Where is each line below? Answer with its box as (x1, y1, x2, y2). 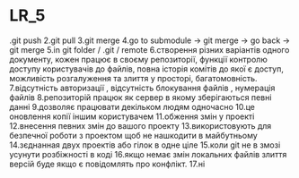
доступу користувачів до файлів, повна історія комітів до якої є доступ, (9, 64, 285, 74)
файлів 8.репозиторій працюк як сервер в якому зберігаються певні (9, 91, 272, 103)
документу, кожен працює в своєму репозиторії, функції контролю (9, 54, 268, 64)
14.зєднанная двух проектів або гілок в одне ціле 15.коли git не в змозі (9, 140, 281, 150)
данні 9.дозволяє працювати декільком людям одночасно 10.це (9, 101, 256, 112)
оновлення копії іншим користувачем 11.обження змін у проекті (9, 111, 255, 122)
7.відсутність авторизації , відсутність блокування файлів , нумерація (9, 82, 276, 93)
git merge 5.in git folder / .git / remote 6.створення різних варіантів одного (9, 44, 290, 55)
